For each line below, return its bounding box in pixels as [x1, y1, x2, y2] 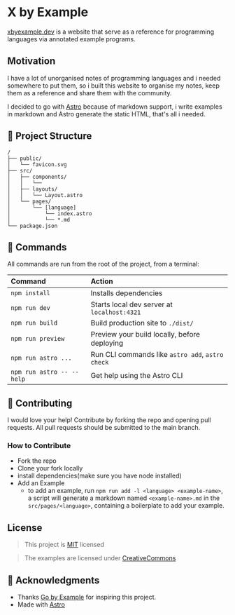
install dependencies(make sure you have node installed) [17, 471, 182, 480]
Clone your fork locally [17, 464, 83, 473]
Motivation [7, 55, 56, 67]
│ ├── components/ [7, 173, 68, 180]
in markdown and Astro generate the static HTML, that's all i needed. [7, 109, 206, 118]
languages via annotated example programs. [7, 34, 136, 43]
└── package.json [7, 222, 58, 229]
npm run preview [10, 334, 65, 343]
